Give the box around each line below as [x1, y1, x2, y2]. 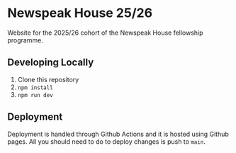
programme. [7, 35, 44, 44]
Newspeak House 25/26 [7, 5, 153, 21]
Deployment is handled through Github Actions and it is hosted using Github [7, 130, 229, 138]
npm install [17, 84, 53, 91]
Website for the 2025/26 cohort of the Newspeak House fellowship [7, 28, 203, 37]
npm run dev [17, 91, 53, 98]
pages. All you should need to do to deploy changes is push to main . [7, 137, 206, 146]
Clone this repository [17, 75, 79, 84]
